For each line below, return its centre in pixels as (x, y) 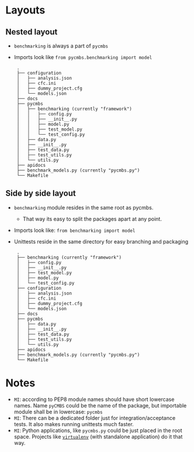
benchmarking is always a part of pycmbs (61, 46)
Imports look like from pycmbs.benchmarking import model (83, 57)
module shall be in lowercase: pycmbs (58, 412)
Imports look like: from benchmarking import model (75, 230)
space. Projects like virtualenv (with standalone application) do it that (98, 436)
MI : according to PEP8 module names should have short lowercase (94, 399)
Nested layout (32, 32)
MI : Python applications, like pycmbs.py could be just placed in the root (98, 430)
